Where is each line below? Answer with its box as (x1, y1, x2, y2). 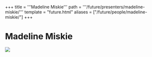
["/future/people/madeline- (93, 9, 147, 15)
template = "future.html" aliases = (24, 9, 92, 15)
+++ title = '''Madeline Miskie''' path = (5, 4, 82, 10)
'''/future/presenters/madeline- (82, 4, 145, 10)
